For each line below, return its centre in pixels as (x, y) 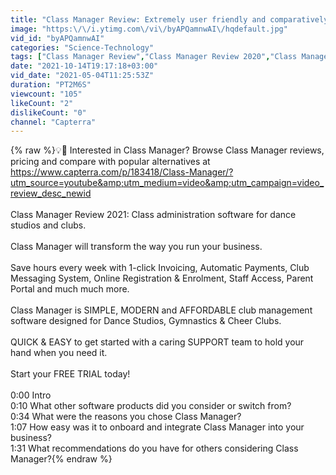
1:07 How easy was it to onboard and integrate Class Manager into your (157, 427)
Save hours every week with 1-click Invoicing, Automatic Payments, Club (160, 268)
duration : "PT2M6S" (51, 85)
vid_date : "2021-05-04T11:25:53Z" (82, 76)
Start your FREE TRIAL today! (70, 374)
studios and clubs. (48, 225)
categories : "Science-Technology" (82, 47)
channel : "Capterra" (53, 122)
